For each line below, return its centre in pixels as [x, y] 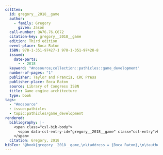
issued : [17, 55]
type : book [20, 95]
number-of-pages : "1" [31, 73]
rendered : [15, 118]
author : [17, 18]
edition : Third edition [33, 41]
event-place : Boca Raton [34, 46]
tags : [10, 100]
